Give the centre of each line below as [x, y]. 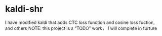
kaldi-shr [24, 9]
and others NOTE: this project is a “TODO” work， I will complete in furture [81, 28]
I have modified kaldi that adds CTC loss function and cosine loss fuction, [80, 22]
